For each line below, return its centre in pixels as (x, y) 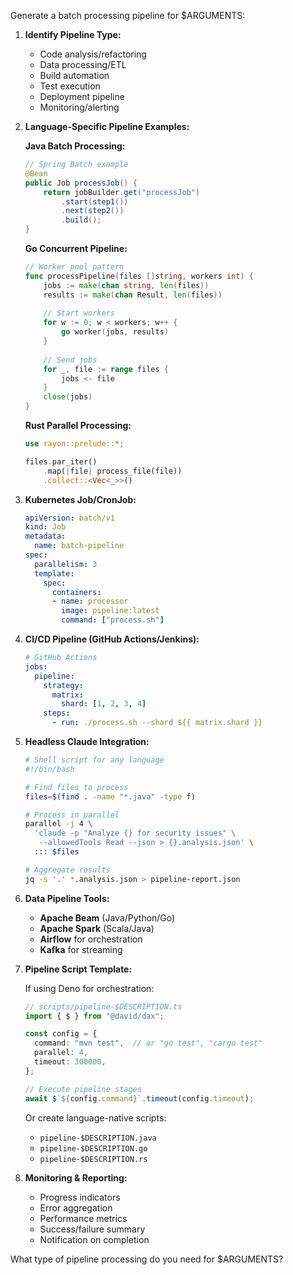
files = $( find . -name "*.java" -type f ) (110, 796)
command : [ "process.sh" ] (113, 620)
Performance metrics (83, 1218)
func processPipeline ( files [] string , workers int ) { (139, 276)
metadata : (45, 536)
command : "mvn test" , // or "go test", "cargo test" (148, 1043)
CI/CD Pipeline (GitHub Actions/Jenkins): (112, 639)
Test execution (70, 86)
